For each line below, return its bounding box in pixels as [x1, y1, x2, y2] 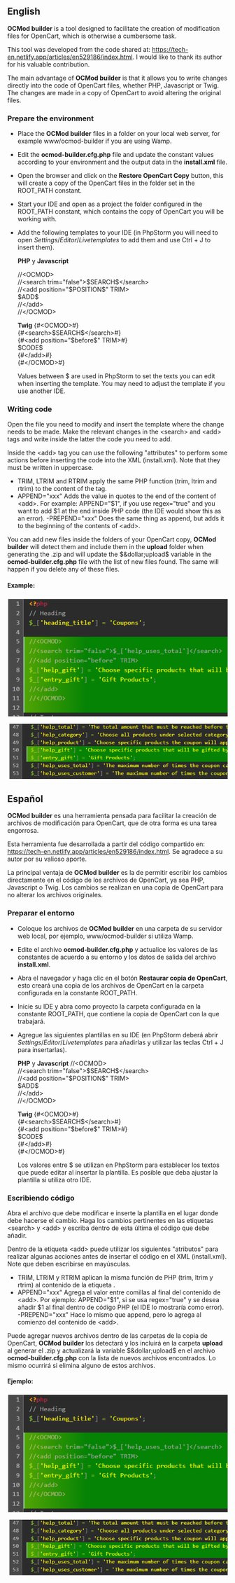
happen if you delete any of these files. [7, 565, 120, 574]
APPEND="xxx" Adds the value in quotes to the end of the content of [17, 492, 217, 500]
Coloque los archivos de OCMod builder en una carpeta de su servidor [17, 924, 222, 932]
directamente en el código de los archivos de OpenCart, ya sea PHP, [7, 876, 205, 885]
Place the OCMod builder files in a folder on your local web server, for [17, 130, 220, 138]
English [7, 6, 41, 18]
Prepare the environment [7, 113, 94, 123]
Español [7, 793, 43, 805]
